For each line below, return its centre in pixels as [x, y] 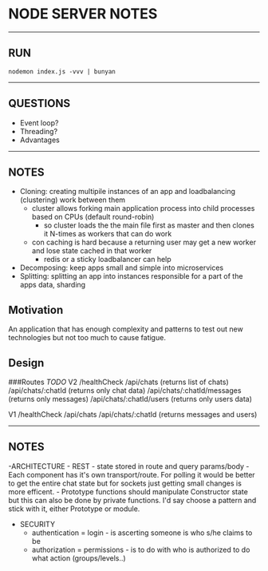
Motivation [36, 309]
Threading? [39, 131]
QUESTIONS [39, 103]
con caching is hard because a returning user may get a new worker [144, 242]
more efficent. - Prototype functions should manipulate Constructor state [128, 491]
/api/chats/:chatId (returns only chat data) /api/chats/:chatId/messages [125, 391]
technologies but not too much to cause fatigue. [87, 338]
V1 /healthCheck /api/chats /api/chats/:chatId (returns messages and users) [133, 414]
